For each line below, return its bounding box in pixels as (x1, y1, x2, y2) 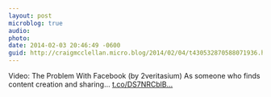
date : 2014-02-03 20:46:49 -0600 (8, 42, 121, 50)
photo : (8, 34, 31, 42)
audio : (8, 26, 31, 34)
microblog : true (8, 19, 63, 27)
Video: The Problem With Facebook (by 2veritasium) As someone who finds (8, 71, 261, 80)
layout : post (8, 11, 52, 20)
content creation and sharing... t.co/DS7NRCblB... (8, 79, 173, 89)
